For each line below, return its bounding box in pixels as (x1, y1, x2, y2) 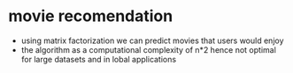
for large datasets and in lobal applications (20, 54, 177, 64)
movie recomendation (8, 6, 173, 26)
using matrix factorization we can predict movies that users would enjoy (20, 35, 284, 46)
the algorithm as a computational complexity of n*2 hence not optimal (20, 44, 276, 55)
